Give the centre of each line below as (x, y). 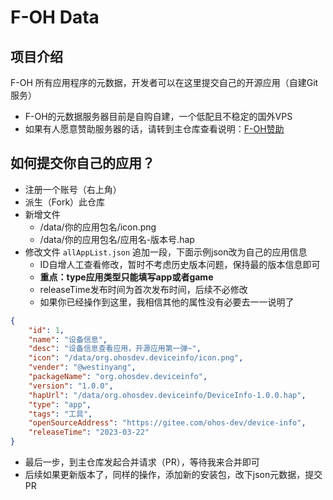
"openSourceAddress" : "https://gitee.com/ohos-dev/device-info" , (167, 423)
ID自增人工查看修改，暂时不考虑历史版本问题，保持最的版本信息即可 (180, 264)
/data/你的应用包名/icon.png (98, 227)
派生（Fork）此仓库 (65, 202)
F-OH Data (55, 17)
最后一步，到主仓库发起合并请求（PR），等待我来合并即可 (142, 462)
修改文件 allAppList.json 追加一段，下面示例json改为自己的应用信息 (166, 252)
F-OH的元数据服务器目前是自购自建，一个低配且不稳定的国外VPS (158, 116)
